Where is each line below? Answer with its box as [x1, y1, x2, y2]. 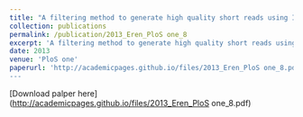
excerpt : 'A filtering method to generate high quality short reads [9, 38, 272, 48]
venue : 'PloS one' [9, 55, 78, 64]
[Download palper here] [9, 87, 97, 99]
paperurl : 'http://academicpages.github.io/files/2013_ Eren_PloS [9, 64, 260, 73]
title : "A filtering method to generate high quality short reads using [9, 13, 289, 22]
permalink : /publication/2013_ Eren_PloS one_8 [9, 30, 188, 39]
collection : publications [9, 22, 106, 31]
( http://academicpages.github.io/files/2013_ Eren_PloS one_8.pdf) [9, 97, 252, 108]
